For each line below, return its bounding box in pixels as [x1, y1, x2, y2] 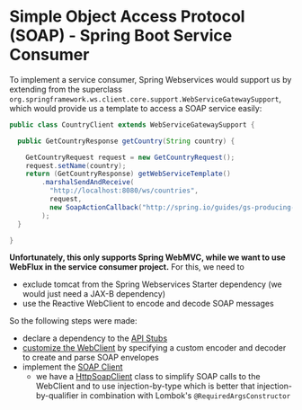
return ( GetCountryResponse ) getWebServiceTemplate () [25, 169, 231, 179]
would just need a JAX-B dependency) [22, 289, 166, 299]
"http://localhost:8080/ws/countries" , [49, 186, 200, 195]
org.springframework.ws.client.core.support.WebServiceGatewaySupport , [9, 93, 281, 104]
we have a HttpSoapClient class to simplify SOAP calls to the [35, 371, 261, 382]
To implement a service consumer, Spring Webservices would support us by [9, 74, 292, 85]
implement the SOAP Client [22, 361, 123, 372]
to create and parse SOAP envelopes [22, 352, 159, 363]
